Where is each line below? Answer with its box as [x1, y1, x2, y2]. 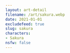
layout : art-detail [5, 7, 47, 13]
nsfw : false [5, 40, 31, 45]
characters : [5, 31, 31, 36]
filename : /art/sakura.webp [5, 12, 65, 17]
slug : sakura [5, 26, 33, 31]
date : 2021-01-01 [5, 17, 42, 22]
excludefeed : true [5, 21, 44, 27]
